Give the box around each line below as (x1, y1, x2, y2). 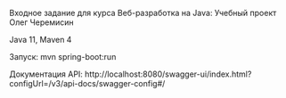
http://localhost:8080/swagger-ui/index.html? (84, 69, 252, 79)
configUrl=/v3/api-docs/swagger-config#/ (9, 78, 166, 88)
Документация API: (9, 69, 83, 79)
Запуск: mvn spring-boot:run (9, 52, 117, 61)
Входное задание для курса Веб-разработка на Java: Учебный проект (9, 8, 277, 18)
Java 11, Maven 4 (9, 35, 72, 45)
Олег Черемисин (9, 17, 74, 28)
